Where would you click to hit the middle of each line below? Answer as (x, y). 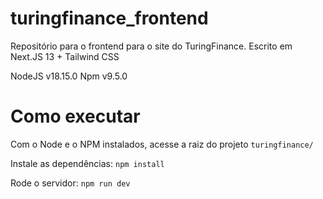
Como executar (75, 116)
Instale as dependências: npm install (87, 163)
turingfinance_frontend (109, 18)
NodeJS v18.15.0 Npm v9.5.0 (69, 76)
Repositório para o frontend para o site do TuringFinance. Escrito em (151, 46)
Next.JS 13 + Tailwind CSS (65, 56)
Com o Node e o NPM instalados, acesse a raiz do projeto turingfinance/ (162, 144)
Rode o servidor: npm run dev (70, 183)
